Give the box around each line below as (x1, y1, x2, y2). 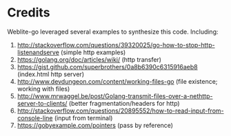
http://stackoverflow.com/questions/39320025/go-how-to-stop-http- (17, 41, 215, 49)
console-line (17, 113, 53, 122)
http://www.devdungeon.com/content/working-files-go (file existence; (17, 77, 218, 85)
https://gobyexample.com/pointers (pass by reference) (17, 121, 174, 129)
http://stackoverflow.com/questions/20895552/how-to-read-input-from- (17, 106, 224, 115)
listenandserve (17, 48, 60, 56)
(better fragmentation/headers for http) (68, 99, 181, 107)
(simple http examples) (61, 48, 126, 56)
